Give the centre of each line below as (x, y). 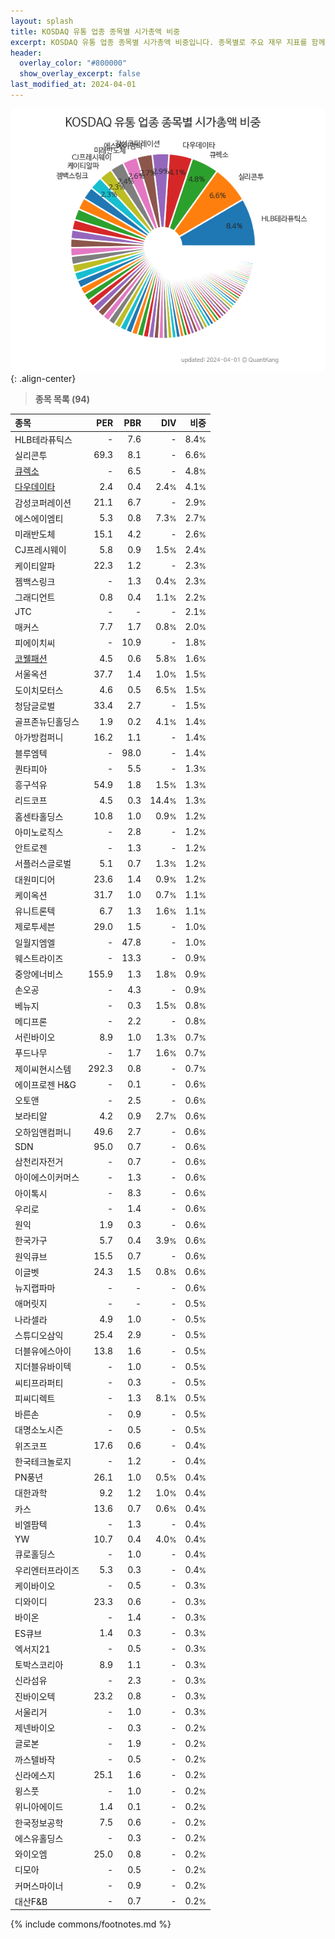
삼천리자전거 (39, 1162)
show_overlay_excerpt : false (80, 74)
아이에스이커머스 (47, 1177)
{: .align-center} (43, 378)
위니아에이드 (39, 1807)
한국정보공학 (39, 1822)
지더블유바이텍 (43, 1367)
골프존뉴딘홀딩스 (47, 722)
